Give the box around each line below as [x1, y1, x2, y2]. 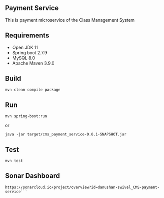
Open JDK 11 [12, 44, 38, 50]
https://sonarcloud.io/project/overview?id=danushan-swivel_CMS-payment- [5, 185, 160, 190]
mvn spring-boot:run [5, 114, 48, 119]
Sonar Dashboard [5, 172, 60, 180]
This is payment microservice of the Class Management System [5, 17, 135, 23]
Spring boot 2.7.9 [12, 49, 47, 56]
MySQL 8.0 [12, 55, 35, 61]
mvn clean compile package [5, 87, 61, 93]
